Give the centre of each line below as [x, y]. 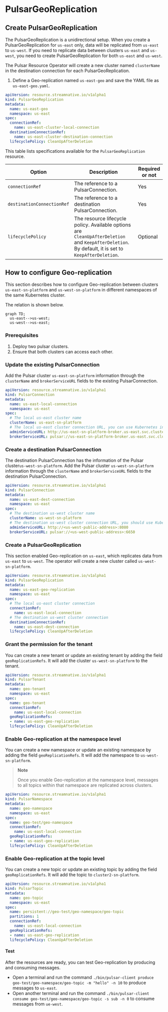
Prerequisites [22, 335]
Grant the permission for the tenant [49, 644]
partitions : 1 [24, 917]
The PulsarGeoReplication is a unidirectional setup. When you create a [78, 40]
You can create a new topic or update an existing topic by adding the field [81, 869]
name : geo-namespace [31, 808]
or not [149, 175]
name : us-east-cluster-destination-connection [63, 137]
